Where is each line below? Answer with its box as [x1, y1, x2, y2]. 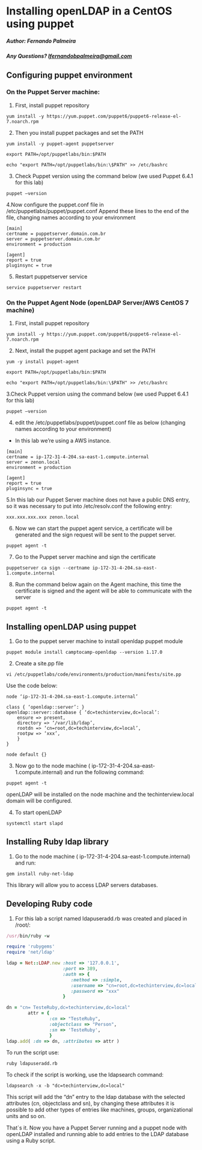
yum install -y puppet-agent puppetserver [6, 140, 114, 147]
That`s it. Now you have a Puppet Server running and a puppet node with [6, 1124, 188, 1131]
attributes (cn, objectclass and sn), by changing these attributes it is [6, 1100, 175, 1107]
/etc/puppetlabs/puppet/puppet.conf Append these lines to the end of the [6, 207, 189, 214]
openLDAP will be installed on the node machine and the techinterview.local [6, 791, 194, 798]
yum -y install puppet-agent [6, 359, 79, 365]
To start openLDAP [14, 809, 62, 816]
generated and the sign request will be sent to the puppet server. [14, 531, 176, 538]
